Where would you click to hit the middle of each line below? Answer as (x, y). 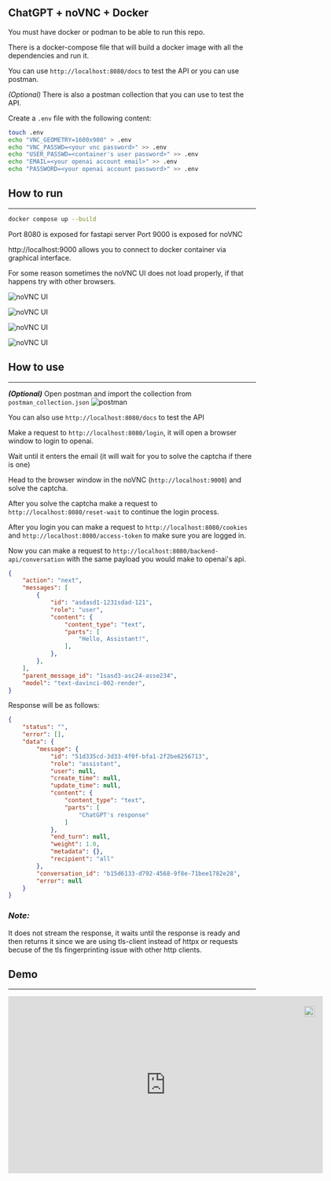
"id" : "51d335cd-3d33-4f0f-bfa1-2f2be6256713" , (130, 756)
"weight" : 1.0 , (75, 844)
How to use (36, 367)
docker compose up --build (52, 219)
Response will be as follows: (54, 705)
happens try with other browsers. (62, 281)
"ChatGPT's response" (114, 815)
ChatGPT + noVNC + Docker (79, 13)
